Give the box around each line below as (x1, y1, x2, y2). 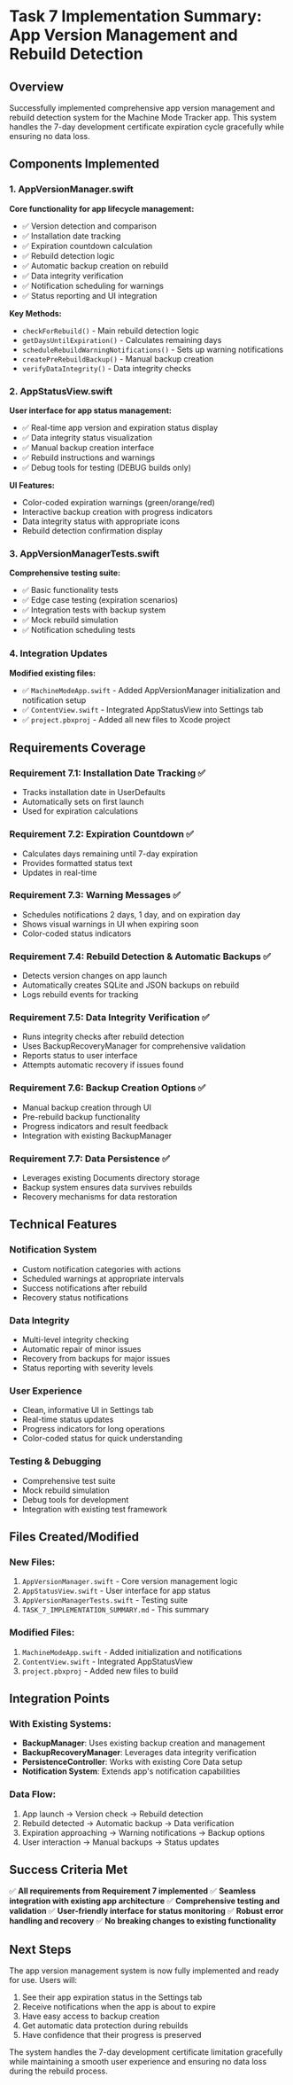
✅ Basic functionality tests (21, 585, 119, 596)
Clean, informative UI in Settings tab (21, 1405, 154, 1416)
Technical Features (9, 1217, 118, 1232)
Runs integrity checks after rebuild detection (21, 1031, 185, 1042)
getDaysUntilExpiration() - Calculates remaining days (21, 334, 222, 345)
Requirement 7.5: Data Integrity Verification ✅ (9, 1011, 210, 1024)
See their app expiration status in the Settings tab (21, 1992, 203, 2003)
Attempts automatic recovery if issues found (21, 1059, 184, 1070)
